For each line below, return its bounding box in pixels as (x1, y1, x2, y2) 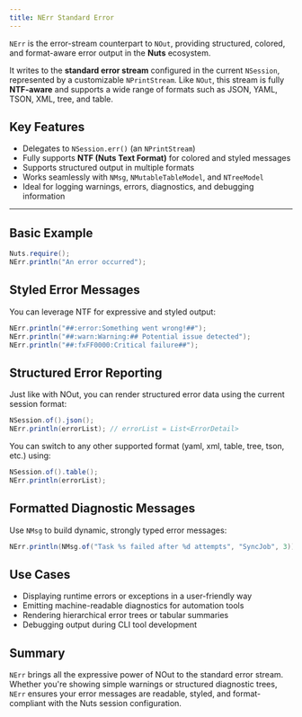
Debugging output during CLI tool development (22, 619, 198, 630)
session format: (9, 399, 67, 410)
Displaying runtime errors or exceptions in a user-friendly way (22, 590, 253, 602)
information (22, 190, 66, 202)
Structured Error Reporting (9, 365, 163, 380)
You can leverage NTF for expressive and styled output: (9, 306, 216, 317)
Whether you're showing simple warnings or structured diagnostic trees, (9, 679, 278, 690)
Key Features (9, 119, 85, 135)
